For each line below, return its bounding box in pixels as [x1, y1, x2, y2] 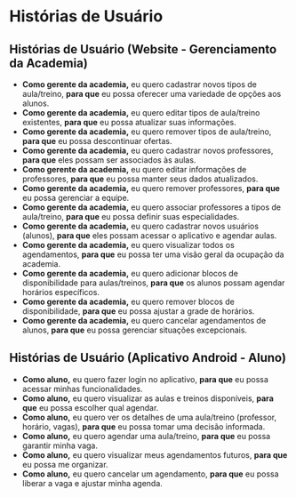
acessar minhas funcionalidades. [21, 383, 144, 394]
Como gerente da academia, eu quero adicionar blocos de [21, 269, 238, 278]
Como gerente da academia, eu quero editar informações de [21, 164, 247, 174]
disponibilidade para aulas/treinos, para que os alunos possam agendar [21, 277, 285, 288]
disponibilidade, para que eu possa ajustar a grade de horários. [21, 306, 255, 317]
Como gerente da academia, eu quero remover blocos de [21, 296, 236, 307]
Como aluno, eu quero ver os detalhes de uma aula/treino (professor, [21, 412, 277, 422]
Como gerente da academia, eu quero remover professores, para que [21, 183, 280, 193]
